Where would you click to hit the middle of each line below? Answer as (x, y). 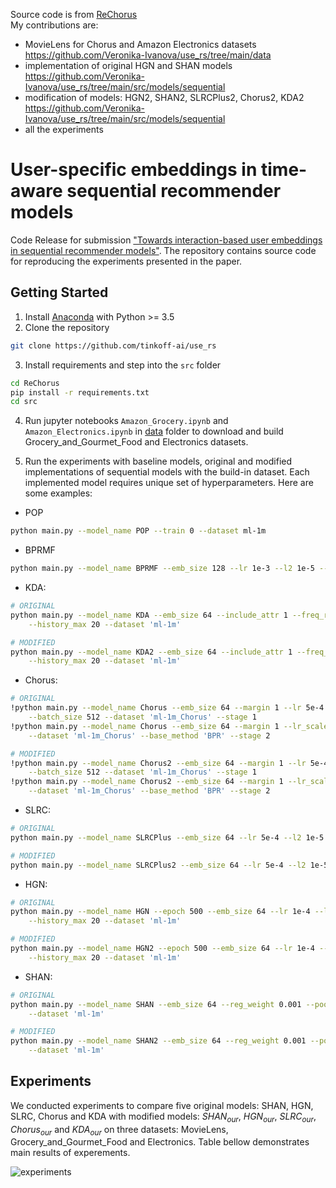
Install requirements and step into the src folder (123, 365)
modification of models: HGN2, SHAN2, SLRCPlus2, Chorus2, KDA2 (164, 97)
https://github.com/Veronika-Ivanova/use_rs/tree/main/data (148, 55)
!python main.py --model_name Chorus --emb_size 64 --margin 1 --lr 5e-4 (167, 708)
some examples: (58, 493)
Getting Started (59, 292)
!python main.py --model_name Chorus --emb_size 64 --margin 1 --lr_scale (169, 726)
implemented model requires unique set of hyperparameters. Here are (169, 483)
